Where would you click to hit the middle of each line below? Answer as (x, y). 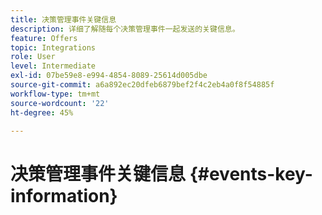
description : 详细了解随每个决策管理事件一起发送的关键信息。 (125, 29)
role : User (33, 57)
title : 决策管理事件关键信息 (63, 19)
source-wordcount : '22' (60, 103)
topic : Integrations (53, 47)
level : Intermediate (53, 66)
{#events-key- (251, 173)
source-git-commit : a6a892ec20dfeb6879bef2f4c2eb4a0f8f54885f (142, 85)
